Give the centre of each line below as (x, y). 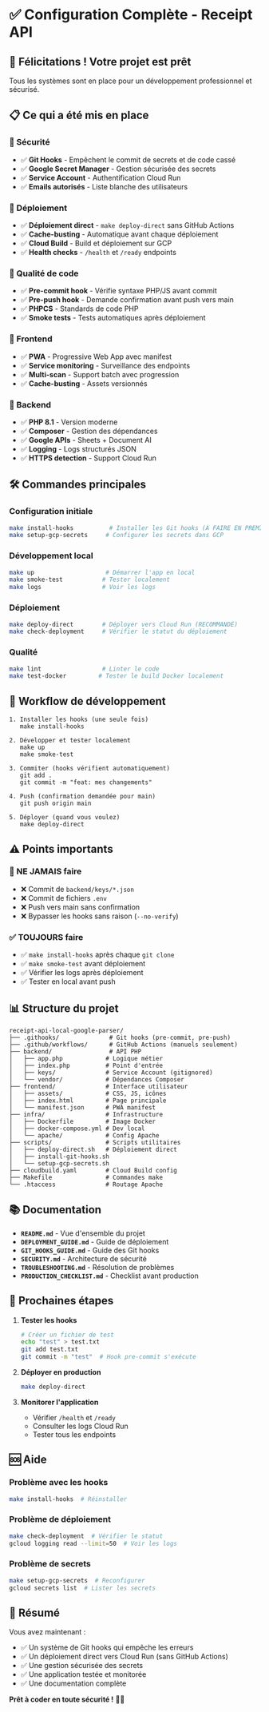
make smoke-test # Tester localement (90, 580)
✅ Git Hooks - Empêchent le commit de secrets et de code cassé (128, 159)
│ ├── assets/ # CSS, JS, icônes (88, 1093)
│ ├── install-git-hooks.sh (59, 1157)
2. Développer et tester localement (70, 741)
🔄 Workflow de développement (87, 701)
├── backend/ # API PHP (75, 1051)
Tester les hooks (49, 1320)
